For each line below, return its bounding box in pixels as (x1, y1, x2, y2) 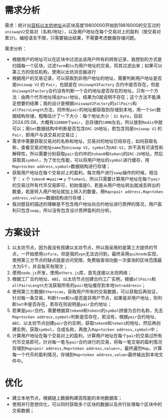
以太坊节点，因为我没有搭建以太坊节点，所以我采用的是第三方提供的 (12, 244, 153, 250)
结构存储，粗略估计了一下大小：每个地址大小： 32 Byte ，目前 (16, 113, 143, 119)
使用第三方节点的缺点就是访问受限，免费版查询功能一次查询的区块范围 (12, 257, 158, 263)
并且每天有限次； (32, 263, 68, 269)
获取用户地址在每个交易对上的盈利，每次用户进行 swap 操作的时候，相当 (12, 169, 158, 175)
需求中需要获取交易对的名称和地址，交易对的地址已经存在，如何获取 (12, 138, 153, 144)
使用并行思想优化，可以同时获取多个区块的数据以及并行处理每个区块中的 (12, 401, 162, 407)
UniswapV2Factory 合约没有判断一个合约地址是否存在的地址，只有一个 (12, 88, 154, 94)
